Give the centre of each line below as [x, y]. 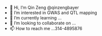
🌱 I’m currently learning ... [36, 18]
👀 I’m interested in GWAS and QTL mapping [53, 13]
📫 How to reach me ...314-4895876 [46, 28]
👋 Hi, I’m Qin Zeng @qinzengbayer [44, 8]
